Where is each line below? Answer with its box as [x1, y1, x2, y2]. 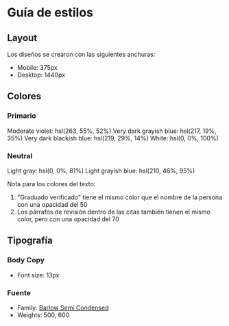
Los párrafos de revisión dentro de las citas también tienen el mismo [16, 208, 210, 216]
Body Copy [7, 255, 45, 265]
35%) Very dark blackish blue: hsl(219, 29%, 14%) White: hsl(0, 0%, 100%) [7, 134, 219, 142]
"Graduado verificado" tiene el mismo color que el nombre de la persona [16, 193, 223, 201]
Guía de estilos [7, 5, 94, 21]
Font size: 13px [16, 271, 60, 279]
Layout [7, 32, 38, 44]
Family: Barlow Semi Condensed [16, 303, 109, 312]
